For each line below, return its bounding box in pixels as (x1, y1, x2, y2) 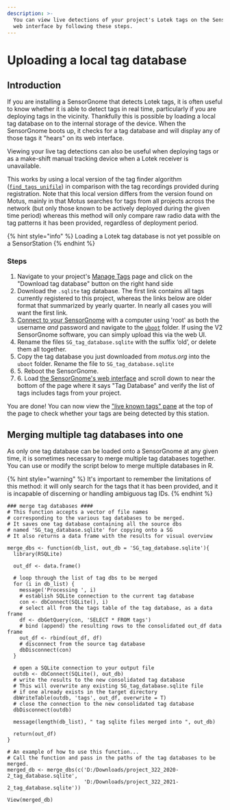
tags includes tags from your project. (16, 389, 122, 397)
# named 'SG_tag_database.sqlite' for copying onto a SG (7, 527, 173, 534)
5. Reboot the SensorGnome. (16, 367, 99, 375)
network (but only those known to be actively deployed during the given (7, 204, 210, 212)
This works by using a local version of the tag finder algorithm (7, 175, 182, 184)
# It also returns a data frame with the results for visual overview (7, 532, 213, 540)
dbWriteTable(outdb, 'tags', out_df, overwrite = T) (13, 695, 167, 702)
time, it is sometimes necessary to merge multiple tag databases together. (7, 454, 216, 463)
